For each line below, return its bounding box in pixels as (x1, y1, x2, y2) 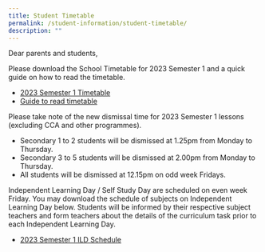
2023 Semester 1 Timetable (19, 88, 111, 98)
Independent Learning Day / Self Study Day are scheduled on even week (8, 186, 247, 195)
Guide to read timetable (19, 97, 98, 106)
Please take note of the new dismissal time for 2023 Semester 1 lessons (8, 112, 245, 122)
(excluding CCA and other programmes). (8, 121, 142, 130)
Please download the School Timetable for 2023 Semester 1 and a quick (8, 64, 246, 74)
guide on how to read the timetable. (8, 73, 125, 82)
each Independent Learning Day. (8, 219, 116, 229)
